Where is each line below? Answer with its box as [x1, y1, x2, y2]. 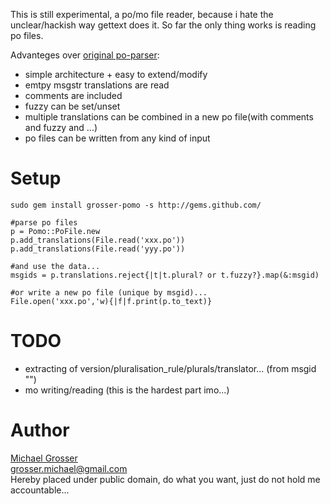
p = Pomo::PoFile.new [10, 226, 101, 236]
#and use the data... [10, 261, 101, 271]
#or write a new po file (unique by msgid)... [10, 287, 208, 298]
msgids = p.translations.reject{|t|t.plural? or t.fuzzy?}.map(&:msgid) [10, 270, 320, 280]
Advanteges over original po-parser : [10, 49, 160, 61]
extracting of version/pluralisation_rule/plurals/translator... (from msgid [24, 362, 317, 374]
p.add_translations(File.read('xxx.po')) [10, 235, 186, 245]
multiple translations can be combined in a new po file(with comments [24, 111, 314, 123]
